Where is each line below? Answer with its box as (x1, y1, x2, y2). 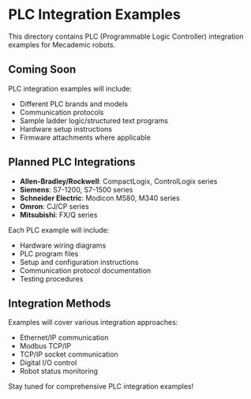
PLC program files (19, 248, 79, 258)
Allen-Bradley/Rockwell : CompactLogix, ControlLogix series (19, 176, 218, 186)
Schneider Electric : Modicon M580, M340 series (19, 193, 180, 203)
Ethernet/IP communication (19, 333, 109, 342)
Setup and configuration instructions (19, 257, 139, 267)
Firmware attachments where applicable (19, 132, 152, 142)
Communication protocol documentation (19, 266, 152, 275)
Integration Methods (8, 296, 111, 310)
